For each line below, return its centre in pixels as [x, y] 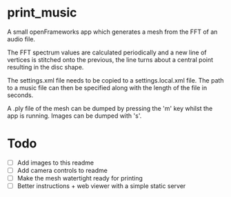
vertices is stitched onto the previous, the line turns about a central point [110, 59]
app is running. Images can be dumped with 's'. [74, 116]
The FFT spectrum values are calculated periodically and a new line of [107, 52]
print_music [42, 13]
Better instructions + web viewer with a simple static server [101, 186]
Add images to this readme [56, 163]
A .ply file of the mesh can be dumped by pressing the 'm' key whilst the [110, 108]
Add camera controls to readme [62, 170]
